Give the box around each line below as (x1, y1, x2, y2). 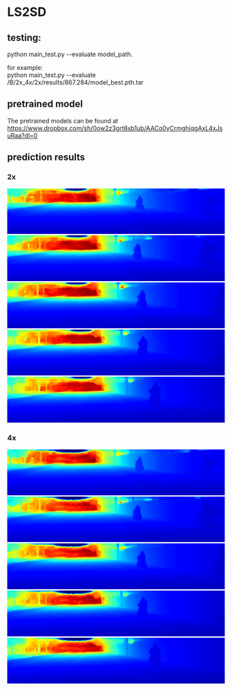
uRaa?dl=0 (7, 131, 38, 139)
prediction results (7, 152, 86, 163)
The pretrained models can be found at (7, 116, 119, 125)
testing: (7, 32, 41, 44)
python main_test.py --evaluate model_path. (7, 50, 133, 58)
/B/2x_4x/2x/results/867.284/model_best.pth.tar (7, 78, 144, 87)
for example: (7, 64, 43, 71)
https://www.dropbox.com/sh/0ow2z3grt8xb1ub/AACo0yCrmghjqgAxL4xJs (7, 124, 223, 132)
